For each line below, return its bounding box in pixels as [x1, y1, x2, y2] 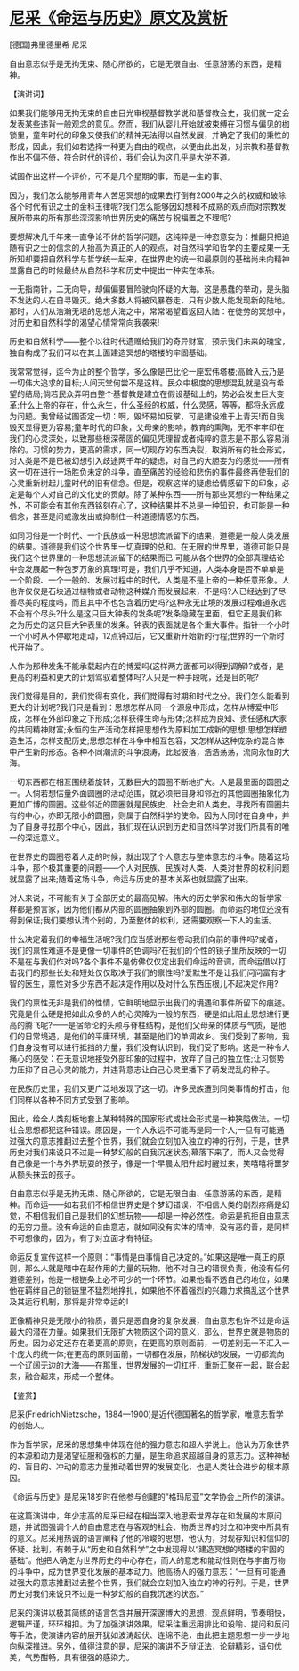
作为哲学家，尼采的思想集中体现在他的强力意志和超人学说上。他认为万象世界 [9, 1438, 290, 1450]
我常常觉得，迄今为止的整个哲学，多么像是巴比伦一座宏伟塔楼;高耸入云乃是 [9, 366, 285, 376]
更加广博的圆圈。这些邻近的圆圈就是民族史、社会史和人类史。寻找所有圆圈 [9, 798, 282, 809]
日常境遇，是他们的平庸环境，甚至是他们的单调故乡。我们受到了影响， [24, 1030, 282, 1041]
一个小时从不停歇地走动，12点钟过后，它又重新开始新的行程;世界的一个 [9, 630, 270, 641]
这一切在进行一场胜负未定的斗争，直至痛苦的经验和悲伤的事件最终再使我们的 [9, 466, 290, 477]
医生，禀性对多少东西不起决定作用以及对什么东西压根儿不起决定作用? [24, 978, 279, 989]
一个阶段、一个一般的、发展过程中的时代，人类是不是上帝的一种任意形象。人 [9, 575, 290, 585]
